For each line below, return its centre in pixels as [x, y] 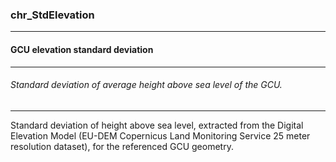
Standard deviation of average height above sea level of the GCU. [146, 85]
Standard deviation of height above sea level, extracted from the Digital [157, 125]
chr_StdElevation [52, 15]
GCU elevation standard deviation [82, 49]
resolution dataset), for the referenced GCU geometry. [122, 146]
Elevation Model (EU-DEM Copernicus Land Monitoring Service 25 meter [160, 135]
